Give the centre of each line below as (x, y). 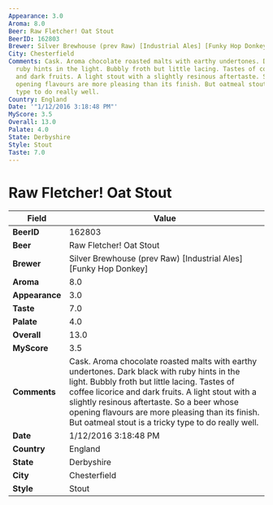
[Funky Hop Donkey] (108, 269)
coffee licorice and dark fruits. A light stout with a (163, 392)
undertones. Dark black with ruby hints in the (154, 371)
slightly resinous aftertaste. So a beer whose (154, 402)
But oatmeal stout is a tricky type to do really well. (164, 423)
